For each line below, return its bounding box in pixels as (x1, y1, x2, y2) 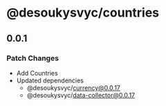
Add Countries (16, 69, 58, 77)
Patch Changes (6, 53, 59, 63)
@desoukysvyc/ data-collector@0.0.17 (26, 91, 136, 99)
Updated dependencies (16, 76, 84, 85)
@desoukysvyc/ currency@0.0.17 (26, 83, 120, 91)
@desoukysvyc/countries (6, 5, 160, 21)
